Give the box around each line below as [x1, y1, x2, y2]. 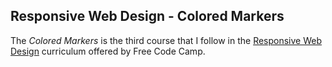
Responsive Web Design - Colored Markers [10, 8, 285, 25]
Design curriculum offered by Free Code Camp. [10, 45, 206, 57]
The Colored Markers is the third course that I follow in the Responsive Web [10, 34, 323, 46]
